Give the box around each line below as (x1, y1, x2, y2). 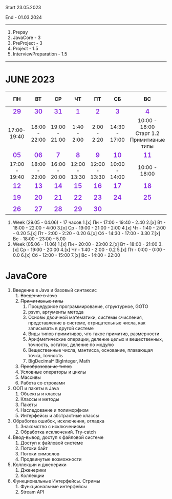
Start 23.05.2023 (5, 5, 41, 10)
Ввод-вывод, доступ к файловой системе (12, 434, 104, 440)
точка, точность (28, 352, 63, 358)
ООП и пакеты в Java (12, 385, 59, 391)
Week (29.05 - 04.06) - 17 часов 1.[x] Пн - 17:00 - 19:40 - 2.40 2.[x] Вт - (12, 219, 166, 225)
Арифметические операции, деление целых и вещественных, (28, 336, 163, 342)
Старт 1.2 (135, 129, 160, 137)
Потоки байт (20, 445, 48, 451)
